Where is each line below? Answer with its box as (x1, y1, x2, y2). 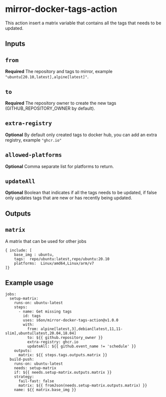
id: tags (23, 314, 41, 318)
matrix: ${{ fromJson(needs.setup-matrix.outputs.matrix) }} (18, 383, 148, 388)
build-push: (9, 357, 35, 362)
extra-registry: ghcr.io (27, 339, 79, 345)
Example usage (5, 278, 54, 287)
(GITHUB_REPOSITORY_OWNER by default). (5, 105, 96, 111)
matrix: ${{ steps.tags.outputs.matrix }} (18, 353, 108, 358)
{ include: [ (5, 247, 32, 253)
